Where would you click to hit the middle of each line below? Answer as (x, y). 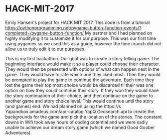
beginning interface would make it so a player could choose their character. (83, 64)
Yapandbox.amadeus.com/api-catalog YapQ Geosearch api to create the (80, 111)
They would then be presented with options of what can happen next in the (82, 69)
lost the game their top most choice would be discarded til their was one (79, 85)
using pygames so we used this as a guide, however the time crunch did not (83, 43)
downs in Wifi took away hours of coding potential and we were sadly (77, 122)
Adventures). (18, 133)
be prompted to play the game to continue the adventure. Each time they (80, 80)
